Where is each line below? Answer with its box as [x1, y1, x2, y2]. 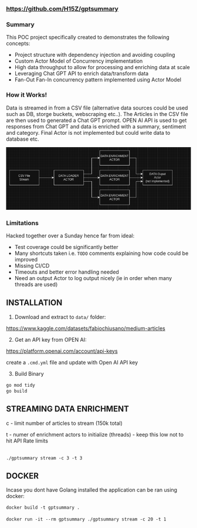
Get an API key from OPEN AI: [14, 336, 87, 343]
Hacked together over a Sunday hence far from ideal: [6, 232, 135, 239]
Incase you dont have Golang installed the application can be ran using [6, 486, 178, 493]
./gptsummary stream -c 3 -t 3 [6, 455, 83, 461]
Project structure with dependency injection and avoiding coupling [14, 52, 175, 59]
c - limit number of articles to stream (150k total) [6, 420, 123, 427]
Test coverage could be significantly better [14, 243, 118, 250]
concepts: [6, 40, 30, 47]
